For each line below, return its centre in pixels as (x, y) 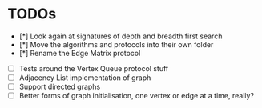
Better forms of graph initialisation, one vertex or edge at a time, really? (136, 96)
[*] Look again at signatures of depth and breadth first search (121, 36)
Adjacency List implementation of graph (85, 78)
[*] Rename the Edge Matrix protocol (80, 53)
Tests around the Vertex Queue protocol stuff (94, 68)
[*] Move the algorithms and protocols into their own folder (116, 44)
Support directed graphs (60, 87)
